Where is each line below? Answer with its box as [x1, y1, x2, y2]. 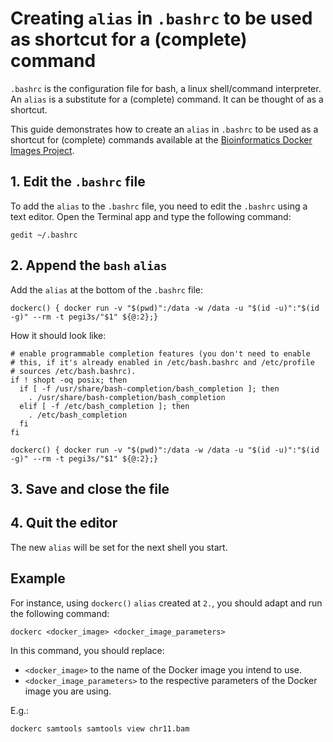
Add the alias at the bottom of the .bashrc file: [10, 283, 204, 296]
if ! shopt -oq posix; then [10, 375, 128, 385]
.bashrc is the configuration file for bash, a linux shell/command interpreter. [10, 82, 322, 94]
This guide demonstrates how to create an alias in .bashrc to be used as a [10, 123, 319, 135]
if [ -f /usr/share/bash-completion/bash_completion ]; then [19, 383, 280, 394]
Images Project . [10, 144, 75, 156]
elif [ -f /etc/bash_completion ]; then [19, 401, 190, 411]
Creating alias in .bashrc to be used [10, 7, 313, 30]
